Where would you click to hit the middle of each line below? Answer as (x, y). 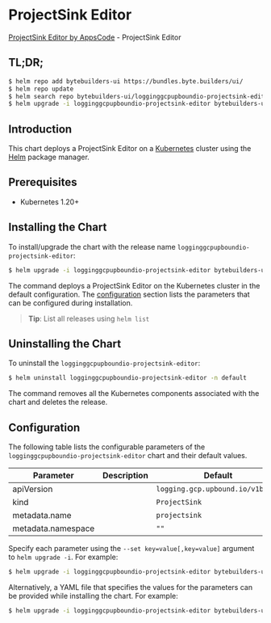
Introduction (40, 129)
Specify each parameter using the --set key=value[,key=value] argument (131, 549)
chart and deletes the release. (58, 402)
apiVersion (33, 489)
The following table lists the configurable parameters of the (107, 447)
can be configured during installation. (71, 303)
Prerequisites (43, 182)
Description (125, 476)
